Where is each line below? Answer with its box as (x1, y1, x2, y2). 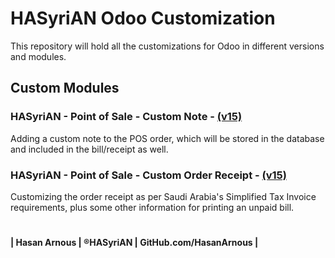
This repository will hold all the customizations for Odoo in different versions (10, 40, 325, 52)
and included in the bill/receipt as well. (10, 143, 169, 155)
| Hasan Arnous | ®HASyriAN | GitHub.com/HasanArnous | (10, 237, 259, 249)
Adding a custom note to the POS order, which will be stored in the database (10, 132, 325, 144)
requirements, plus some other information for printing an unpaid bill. (10, 201, 295, 213)
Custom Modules (10, 80, 120, 97)
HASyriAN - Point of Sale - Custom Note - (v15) (10, 110, 243, 124)
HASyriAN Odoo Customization (10, 7, 276, 30)
